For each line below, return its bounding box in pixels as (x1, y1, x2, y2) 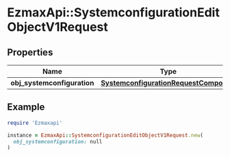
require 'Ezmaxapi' (7, 119, 63, 126)
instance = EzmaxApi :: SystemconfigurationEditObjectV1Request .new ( (7, 132, 204, 139)
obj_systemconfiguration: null (13, 138, 103, 145)
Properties (7, 46, 53, 58)
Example (7, 101, 45, 113)
